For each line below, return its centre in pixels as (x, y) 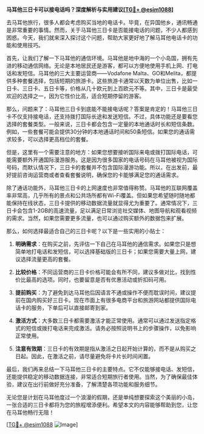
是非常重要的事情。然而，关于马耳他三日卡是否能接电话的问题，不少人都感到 (102, 30)
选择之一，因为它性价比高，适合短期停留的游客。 (83, 96)
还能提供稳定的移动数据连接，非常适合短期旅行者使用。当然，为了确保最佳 (99, 377)
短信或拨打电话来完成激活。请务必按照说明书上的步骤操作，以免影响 (111, 328)
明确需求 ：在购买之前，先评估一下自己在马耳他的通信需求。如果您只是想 (105, 244)
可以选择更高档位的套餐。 (59, 139)
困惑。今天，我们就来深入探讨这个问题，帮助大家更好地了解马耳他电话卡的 (99, 38)
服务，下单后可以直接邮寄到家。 (71, 308)
